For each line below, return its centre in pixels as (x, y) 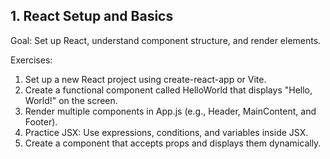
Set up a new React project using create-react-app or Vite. (145, 79)
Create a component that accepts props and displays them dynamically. (173, 143)
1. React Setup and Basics (92, 16)
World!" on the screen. (71, 100)
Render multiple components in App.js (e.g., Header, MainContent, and (170, 111)
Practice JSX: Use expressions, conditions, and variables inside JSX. (166, 132)
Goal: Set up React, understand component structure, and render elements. (166, 40)
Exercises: (31, 60)
